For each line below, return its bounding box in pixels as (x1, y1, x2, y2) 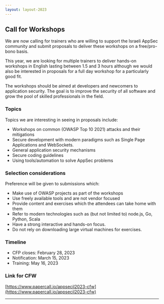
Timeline (5, 239, 26, 245)
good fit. (5, 74, 22, 80)
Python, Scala (12, 216, 41, 222)
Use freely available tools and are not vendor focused (12, 195, 121, 201)
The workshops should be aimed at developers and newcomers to (5, 83, 138, 89)
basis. (16, 48, 29, 54)
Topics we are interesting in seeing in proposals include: (5, 117, 118, 123)
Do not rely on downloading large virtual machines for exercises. (12, 227, 142, 233)
